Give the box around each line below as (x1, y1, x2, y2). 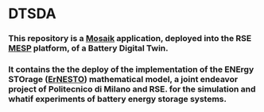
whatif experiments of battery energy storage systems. (8, 94, 227, 105)
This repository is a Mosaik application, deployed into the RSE (8, 33, 252, 44)
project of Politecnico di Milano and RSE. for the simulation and (8, 84, 256, 95)
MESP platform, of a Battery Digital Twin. (8, 43, 169, 54)
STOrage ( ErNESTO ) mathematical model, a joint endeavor (8, 74, 239, 85)
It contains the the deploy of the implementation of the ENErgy (8, 64, 254, 75)
